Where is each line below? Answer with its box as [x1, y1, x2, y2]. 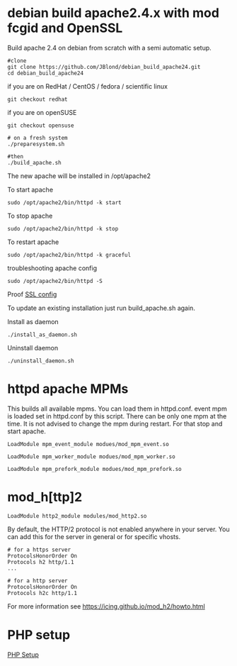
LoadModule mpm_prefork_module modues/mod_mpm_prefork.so [7, 465, 182, 472]
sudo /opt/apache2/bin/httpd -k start [7, 199, 122, 206]
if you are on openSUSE [7, 108, 77, 116]
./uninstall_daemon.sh [7, 357, 74, 365]
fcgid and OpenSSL [7, 20, 123, 36]
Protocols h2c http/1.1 [7, 589, 78, 596]
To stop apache [7, 211, 53, 220]
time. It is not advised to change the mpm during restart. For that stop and [7, 419, 223, 428]
